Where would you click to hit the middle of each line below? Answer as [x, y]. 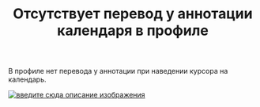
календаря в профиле [133, 31]
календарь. [27, 79]
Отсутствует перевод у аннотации [133, 14]
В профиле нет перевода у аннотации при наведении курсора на [118, 71]
